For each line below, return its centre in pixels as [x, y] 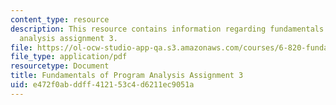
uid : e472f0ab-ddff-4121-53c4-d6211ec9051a [102, 85]
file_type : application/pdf [69, 57]
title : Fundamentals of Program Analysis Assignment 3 [127, 76]
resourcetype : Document [60, 66]
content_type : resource [60, 19]
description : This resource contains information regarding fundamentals [167, 29]
